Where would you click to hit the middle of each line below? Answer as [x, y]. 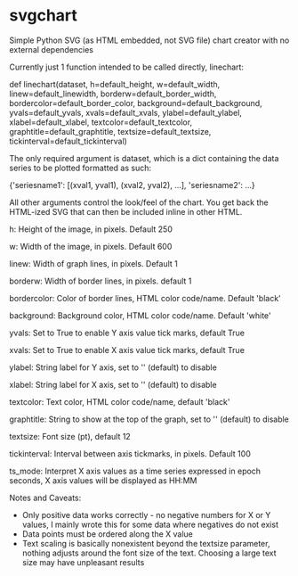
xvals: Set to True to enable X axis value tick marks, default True [127, 350]
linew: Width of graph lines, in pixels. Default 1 [93, 263]
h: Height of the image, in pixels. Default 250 [91, 229]
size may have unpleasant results [83, 562]
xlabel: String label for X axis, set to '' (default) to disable [113, 384]
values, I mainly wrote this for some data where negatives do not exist [150, 524]
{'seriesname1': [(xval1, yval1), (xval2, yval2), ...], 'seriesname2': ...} [132, 185]
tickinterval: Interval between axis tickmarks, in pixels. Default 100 [130, 453]
